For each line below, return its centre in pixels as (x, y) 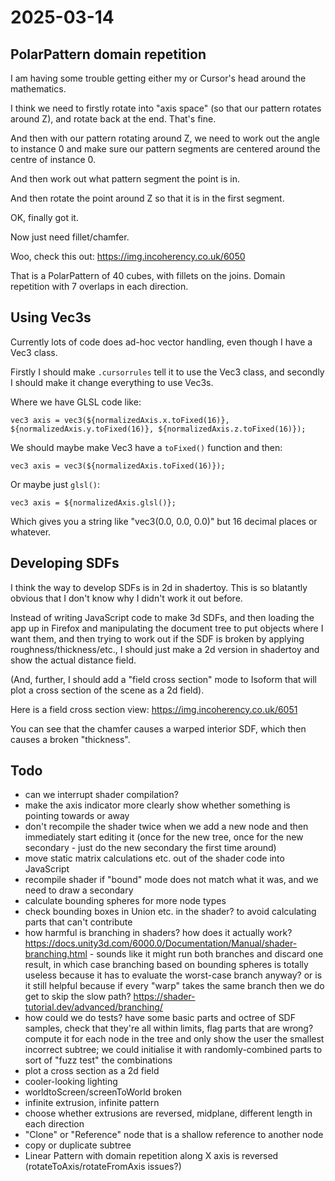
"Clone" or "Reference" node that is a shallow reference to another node (174, 1135)
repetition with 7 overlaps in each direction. (99, 286)
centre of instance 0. (53, 159)
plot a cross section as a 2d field (92, 1071)
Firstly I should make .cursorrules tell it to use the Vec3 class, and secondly (167, 372)
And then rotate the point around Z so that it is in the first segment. (147, 198)
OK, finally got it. (44, 217)
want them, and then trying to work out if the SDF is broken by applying (157, 638)
